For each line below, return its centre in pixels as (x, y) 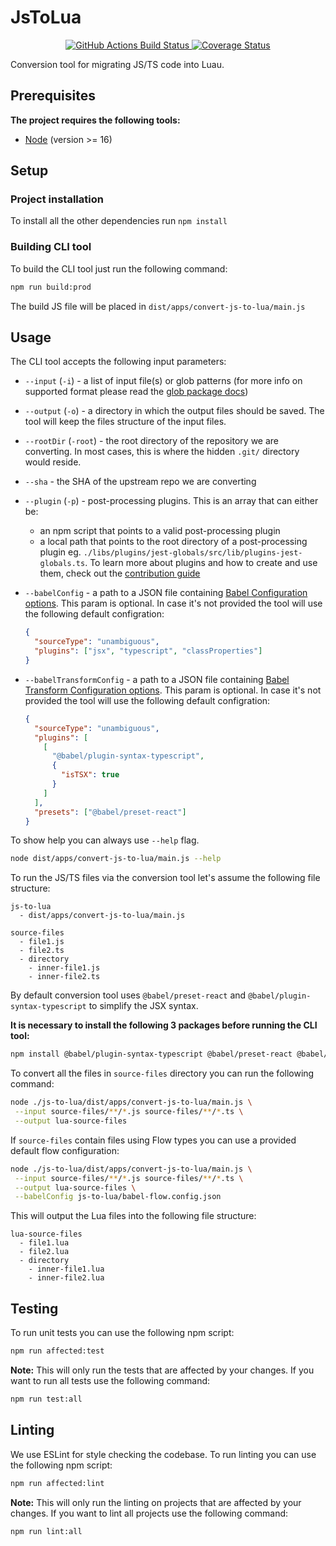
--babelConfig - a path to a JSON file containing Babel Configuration (166, 593)
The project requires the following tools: (95, 120)
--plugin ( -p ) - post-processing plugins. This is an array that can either (171, 501)
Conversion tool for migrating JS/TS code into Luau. (117, 64)
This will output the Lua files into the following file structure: (133, 1216)
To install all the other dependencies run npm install (119, 221)
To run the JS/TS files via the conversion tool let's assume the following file (165, 878)
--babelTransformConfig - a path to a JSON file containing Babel (157, 679)
